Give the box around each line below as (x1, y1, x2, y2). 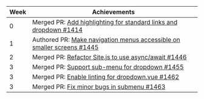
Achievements (92, 8, 135, 16)
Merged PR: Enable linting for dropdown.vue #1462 (32, 73, 180, 81)
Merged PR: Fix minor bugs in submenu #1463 (32, 83, 166, 90)
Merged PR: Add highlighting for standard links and (32, 18, 178, 26)
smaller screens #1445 (32, 43, 99, 51)
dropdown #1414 (32, 26, 83, 34)
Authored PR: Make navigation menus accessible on (32, 36, 180, 44)
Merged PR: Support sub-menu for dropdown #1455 (32, 63, 184, 71)
